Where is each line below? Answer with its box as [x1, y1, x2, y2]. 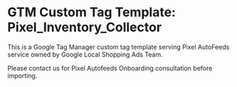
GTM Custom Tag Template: [7, 4, 177, 21]
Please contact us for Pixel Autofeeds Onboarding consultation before [7, 64, 213, 72]
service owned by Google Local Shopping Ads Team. [7, 50, 163, 59]
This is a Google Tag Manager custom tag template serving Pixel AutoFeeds [7, 42, 230, 51]
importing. [7, 71, 38, 80]
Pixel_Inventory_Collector [7, 19, 162, 35]
